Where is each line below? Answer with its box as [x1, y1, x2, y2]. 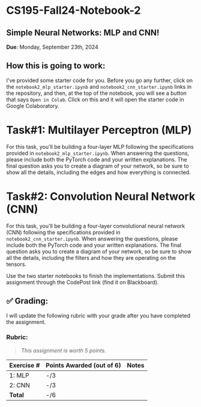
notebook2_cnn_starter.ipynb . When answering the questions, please [6, 235, 178, 242]
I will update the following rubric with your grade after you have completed [6, 312, 191, 319]
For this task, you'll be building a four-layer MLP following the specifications [6, 143, 194, 150]
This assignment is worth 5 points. [20, 346, 106, 354]
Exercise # [9, 361, 40, 369]
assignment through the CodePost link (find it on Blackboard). [6, 279, 159, 286]
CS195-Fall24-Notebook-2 [6, 4, 141, 17]
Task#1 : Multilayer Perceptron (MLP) [6, 124, 192, 137]
